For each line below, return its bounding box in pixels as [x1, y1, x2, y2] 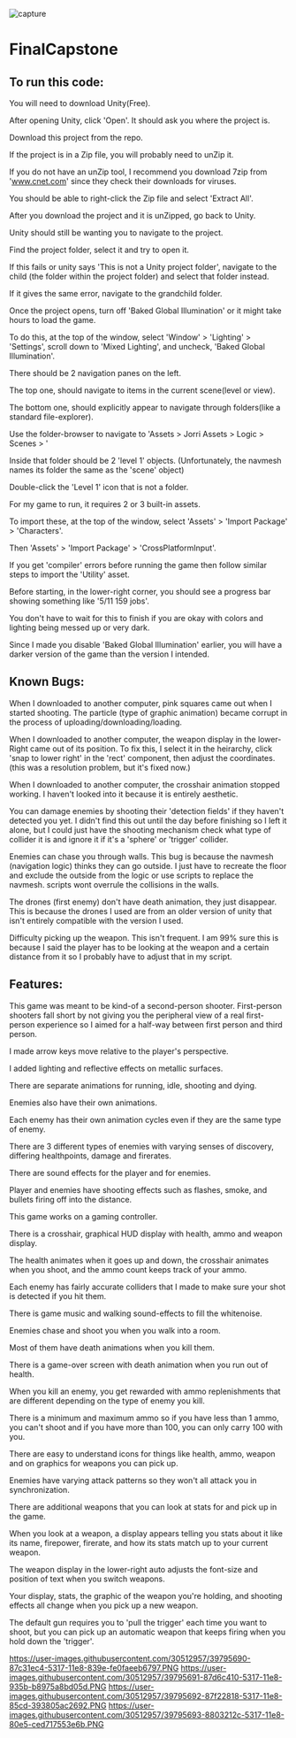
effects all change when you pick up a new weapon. [9, 1600, 199, 1611]
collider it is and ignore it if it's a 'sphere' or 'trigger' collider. [9, 834, 229, 844]
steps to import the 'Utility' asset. [9, 569, 130, 580]
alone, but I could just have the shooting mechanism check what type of [9, 824, 272, 835]
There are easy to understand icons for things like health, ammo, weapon [9, 1448, 276, 1459]
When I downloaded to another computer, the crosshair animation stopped [9, 779, 280, 789]
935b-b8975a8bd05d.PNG [9, 1681, 107, 1692]
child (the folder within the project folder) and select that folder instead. [9, 271, 269, 281]
